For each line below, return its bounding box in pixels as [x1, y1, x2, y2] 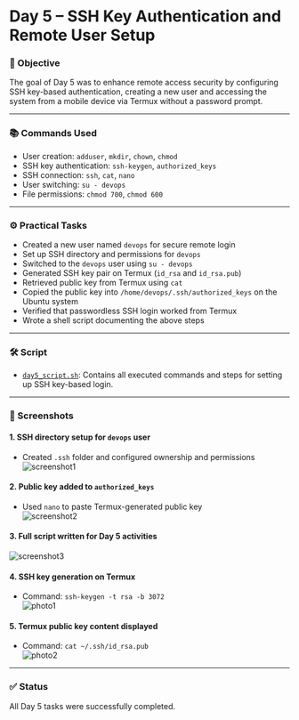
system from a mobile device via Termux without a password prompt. [9, 96, 263, 107]
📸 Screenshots [9, 409, 74, 422]
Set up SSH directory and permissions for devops [21, 249, 201, 260]
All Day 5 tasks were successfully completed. [9, 700, 176, 711]
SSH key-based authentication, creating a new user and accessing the [9, 86, 267, 97]
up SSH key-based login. [21, 379, 114, 390]
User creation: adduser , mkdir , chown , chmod [21, 150, 178, 161]
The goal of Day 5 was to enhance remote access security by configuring [9, 77, 279, 88]
